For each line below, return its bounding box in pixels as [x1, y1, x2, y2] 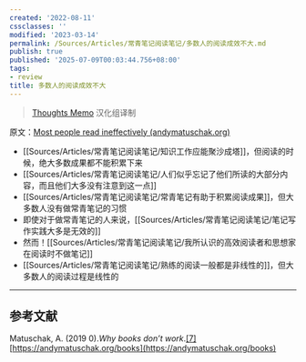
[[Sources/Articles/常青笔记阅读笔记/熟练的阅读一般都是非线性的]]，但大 [22, 259, 294, 270]
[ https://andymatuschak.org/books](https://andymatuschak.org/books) [9, 343, 277, 354]
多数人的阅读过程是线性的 [22, 270, 119, 282]
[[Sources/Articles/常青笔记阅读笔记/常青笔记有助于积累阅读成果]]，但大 [22, 191, 294, 202]
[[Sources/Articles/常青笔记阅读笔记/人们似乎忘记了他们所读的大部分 [22, 168, 280, 179]
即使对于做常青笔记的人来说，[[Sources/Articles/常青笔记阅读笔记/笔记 [22, 214, 289, 225]
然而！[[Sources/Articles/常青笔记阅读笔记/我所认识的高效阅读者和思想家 [22, 236, 297, 247]
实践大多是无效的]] [30, 225, 102, 236]
